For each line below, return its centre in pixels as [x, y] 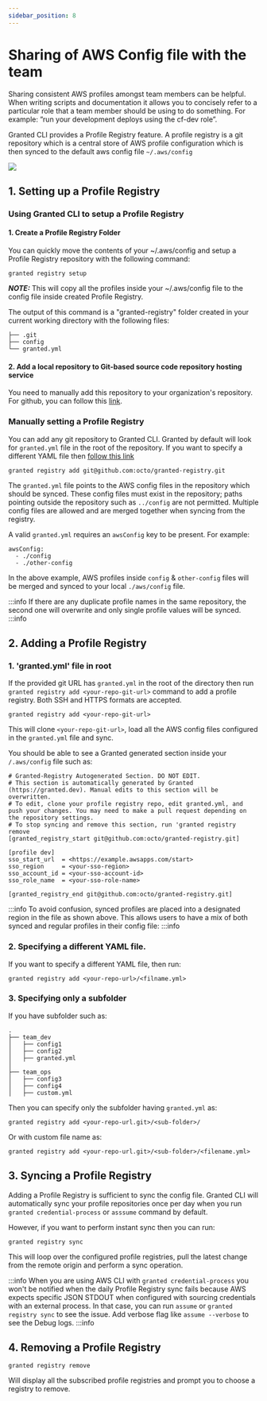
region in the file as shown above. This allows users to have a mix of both [128, 918]
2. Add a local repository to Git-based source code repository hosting [125, 366]
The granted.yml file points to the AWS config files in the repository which [129, 485]
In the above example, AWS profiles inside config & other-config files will [128, 578]
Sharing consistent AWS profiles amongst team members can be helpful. [127, 94]
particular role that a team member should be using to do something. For [127, 110]
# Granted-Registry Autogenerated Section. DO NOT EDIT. [104, 776]
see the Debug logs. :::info [51, 1322]
